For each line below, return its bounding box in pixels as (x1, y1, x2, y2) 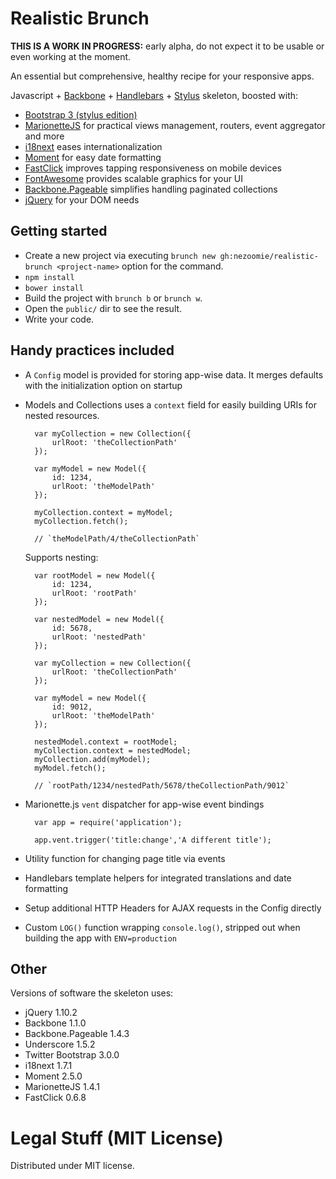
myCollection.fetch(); (34, 516, 129, 526)
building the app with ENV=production (24, 932, 177, 944)
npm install (24, 272, 75, 282)
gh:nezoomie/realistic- (219, 251, 319, 261)
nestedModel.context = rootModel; (34, 737, 178, 747)
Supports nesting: (24, 551, 99, 563)
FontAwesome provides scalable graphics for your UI (24, 172, 244, 184)
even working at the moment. (10, 50, 132, 62)
